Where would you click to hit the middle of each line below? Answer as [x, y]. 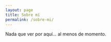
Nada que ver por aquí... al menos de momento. [56, 34]
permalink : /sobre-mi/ [30, 19]
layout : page [19, 10]
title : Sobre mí [23, 15]
